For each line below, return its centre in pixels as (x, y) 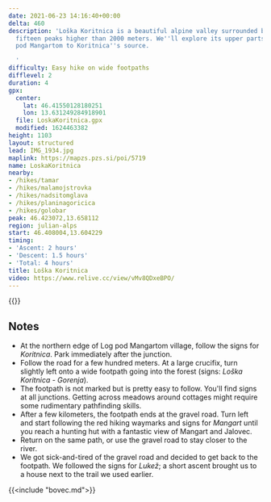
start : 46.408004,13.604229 (56, 233)
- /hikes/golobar (38, 211)
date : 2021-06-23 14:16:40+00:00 (65, 16)
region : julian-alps (43, 226)
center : (29, 98)
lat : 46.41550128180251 (63, 106)
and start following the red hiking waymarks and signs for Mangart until (139, 423)
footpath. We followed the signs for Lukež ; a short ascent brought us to (138, 466)
